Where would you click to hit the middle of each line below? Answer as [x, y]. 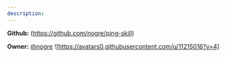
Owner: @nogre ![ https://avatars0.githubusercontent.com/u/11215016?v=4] [113, 46]
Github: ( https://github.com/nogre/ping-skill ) [71, 33]
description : [26, 13]
